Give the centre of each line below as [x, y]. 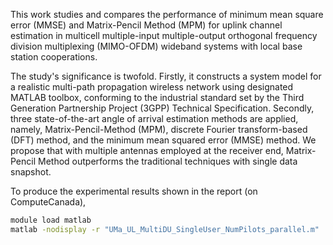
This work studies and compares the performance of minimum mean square [167, 14]
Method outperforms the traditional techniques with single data [168, 161]
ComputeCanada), [48, 202]
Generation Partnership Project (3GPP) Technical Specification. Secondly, [162, 108]
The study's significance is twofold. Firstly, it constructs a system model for [166, 76]
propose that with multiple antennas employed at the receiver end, [147, 150]
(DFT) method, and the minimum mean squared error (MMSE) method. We [163, 140]
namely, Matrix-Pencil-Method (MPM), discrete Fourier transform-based [159, 129]
